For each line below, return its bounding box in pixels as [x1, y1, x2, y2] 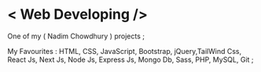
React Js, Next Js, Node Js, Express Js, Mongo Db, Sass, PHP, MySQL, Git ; [7, 55, 254, 64]
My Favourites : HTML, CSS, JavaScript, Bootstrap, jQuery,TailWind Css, [7, 46, 241, 56]
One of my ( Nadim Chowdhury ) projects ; [7, 31, 145, 41]
